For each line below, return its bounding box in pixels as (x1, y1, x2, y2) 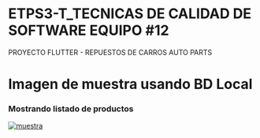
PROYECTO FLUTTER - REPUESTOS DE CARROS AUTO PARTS (8, 47, 213, 57)
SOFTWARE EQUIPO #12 (8, 21, 169, 39)
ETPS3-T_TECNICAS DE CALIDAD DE (8, 5, 252, 23)
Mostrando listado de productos (8, 103, 134, 114)
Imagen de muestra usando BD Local (8, 76, 253, 93)
